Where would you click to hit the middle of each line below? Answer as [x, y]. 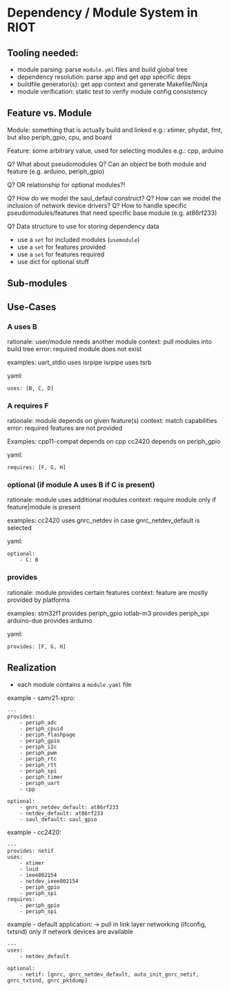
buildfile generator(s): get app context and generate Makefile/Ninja [112, 84]
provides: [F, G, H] [37, 646]
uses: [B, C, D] [30, 388]
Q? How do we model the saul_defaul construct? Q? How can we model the [114, 198]
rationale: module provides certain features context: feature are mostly [108, 592]
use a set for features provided [61, 247]
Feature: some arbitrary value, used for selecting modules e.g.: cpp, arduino [115, 151]
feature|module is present [44, 507]
